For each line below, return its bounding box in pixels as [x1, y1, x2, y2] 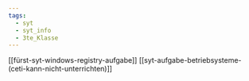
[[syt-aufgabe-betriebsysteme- [138, 56, 242, 65]
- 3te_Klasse [15, 33, 59, 42]
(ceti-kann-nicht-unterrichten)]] [8, 64, 113, 74]
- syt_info [15, 26, 52, 34]
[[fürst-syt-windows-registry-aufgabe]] [8, 56, 138, 65]
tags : [8, 11, 26, 20]
